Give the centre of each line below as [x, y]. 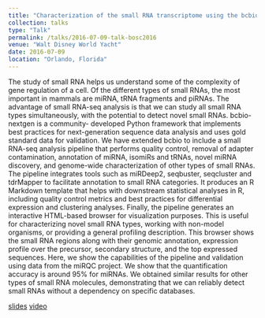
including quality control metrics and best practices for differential [116, 198]
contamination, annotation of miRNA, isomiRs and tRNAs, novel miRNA [123, 157]
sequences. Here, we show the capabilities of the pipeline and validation [126, 257]
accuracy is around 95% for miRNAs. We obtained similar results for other [128, 274]
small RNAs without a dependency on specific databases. [102, 290]
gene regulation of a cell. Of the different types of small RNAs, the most [124, 90]
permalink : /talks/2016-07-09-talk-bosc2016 [82, 37]
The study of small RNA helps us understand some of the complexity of [124, 81]
